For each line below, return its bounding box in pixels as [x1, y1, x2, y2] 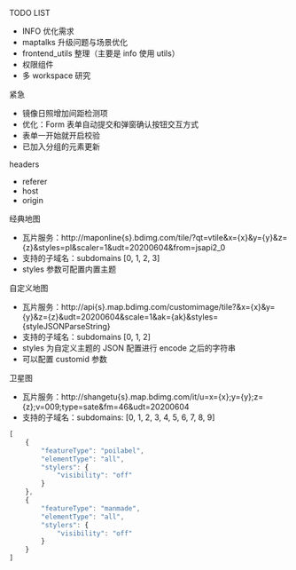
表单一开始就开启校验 [21, 131, 100, 140]
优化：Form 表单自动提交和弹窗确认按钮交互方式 [21, 119, 199, 130]
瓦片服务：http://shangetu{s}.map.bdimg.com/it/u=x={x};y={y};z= [21, 392, 264, 402]
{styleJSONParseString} [21, 321, 111, 331]
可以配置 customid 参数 [21, 354, 108, 364]
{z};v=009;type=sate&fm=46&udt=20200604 [21, 401, 190, 412]
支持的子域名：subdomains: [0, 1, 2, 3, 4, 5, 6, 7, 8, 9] [21, 412, 215, 423]
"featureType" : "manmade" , [41, 503, 141, 513]
